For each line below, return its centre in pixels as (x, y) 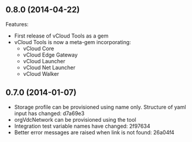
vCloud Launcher (44, 61)
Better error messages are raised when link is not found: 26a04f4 (94, 132)
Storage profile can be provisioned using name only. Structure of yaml (100, 107)
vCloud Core (39, 48)
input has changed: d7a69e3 (49, 113)
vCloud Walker (41, 73)
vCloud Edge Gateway (50, 55)
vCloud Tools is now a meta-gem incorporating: (73, 42)
